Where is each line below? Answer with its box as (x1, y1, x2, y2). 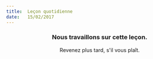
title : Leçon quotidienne (6, 8, 73, 15)
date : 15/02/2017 (6, 14, 55, 20)
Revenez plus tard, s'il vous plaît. (59, 46, 140, 53)
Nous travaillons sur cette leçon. (52, 33, 148, 41)
